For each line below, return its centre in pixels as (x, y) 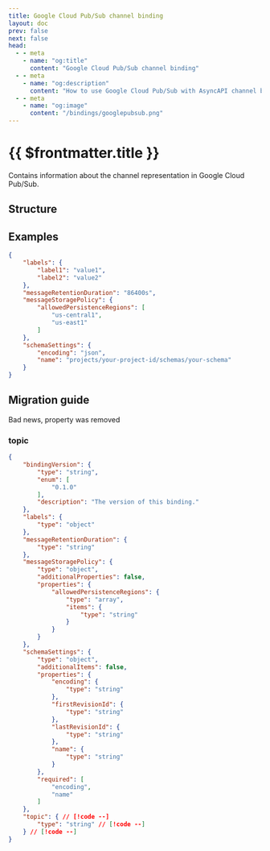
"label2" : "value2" (70, 278)
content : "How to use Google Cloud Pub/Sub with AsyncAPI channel (143, 91)
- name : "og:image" (55, 106)
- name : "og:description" (66, 83)
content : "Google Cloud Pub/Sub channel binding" (114, 68)
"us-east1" (70, 323)
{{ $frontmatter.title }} (84, 153)
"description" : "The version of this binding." (118, 502)
